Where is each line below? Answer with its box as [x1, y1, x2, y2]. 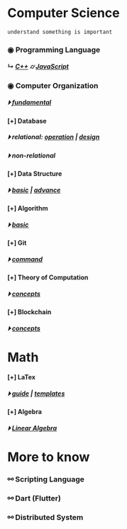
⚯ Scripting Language [7, 474, 85, 484]
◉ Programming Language [7, 45, 101, 55]
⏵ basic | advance [7, 186, 61, 194]
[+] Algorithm [7, 204, 48, 213]
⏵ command [7, 255, 43, 263]
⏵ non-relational [7, 151, 56, 160]
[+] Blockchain [7, 308, 52, 316]
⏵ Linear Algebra [7, 423, 57, 432]
